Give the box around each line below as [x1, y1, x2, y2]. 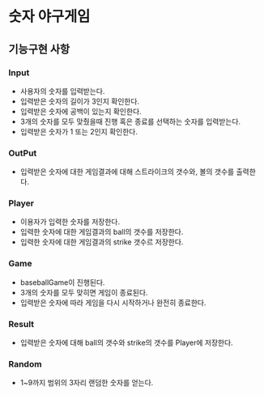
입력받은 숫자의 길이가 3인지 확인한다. [19, 96, 140, 106]
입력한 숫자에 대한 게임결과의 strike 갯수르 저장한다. [19, 237, 184, 247]
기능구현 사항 [8, 42, 70, 56]
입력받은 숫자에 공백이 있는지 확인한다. [19, 106, 142, 116]
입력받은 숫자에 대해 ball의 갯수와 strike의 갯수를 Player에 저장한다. [19, 338, 233, 348]
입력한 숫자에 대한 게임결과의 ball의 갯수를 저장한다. [19, 227, 184, 237]
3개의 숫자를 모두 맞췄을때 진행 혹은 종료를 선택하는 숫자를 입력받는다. [19, 117, 241, 126]
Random [8, 358, 42, 369]
